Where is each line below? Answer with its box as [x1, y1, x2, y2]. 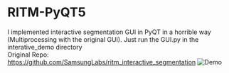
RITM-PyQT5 [7, 4, 87, 21]
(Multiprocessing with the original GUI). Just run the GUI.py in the [7, 35, 199, 43]
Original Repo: [7, 50, 49, 59]
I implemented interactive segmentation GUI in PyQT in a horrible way [7, 28, 211, 36]
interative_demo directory [7, 43, 83, 51]
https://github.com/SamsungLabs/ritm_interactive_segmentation [7, 57, 196, 66]
